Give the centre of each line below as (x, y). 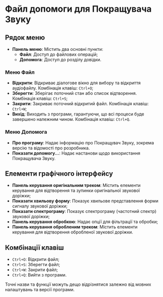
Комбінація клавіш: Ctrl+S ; (40, 98)
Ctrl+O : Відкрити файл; (36, 259)
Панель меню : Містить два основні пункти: (58, 49)
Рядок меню (25, 37)
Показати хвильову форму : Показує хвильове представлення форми (85, 201)
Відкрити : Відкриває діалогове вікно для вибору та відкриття (76, 83)
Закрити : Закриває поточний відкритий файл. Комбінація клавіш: (80, 104)
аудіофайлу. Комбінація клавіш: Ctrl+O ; (53, 88)
